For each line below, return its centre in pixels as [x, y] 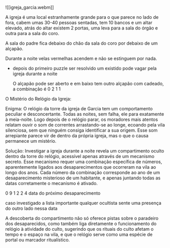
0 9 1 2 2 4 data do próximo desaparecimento [53, 193]
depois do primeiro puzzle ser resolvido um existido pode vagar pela [84, 68]
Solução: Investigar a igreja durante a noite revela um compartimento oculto [85, 151]
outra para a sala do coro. [32, 33]
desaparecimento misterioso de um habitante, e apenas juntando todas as [83, 178]
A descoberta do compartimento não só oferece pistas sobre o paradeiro [82, 218]
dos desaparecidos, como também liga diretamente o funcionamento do [81, 224]
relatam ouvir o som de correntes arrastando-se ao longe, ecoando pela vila [85, 125]
